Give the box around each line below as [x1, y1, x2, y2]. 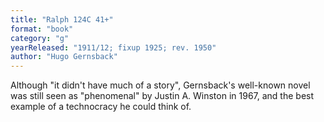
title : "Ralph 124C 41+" [10, 14, 114, 25]
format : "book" [10, 24, 74, 34]
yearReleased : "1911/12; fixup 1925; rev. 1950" [10, 42, 217, 53]
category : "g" [10, 33, 70, 43]
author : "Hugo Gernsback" [10, 52, 118, 62]
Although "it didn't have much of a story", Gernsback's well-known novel [10, 79, 311, 91]
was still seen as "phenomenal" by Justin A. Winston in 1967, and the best [10, 90, 315, 102]
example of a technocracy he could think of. [10, 101, 192, 113]
